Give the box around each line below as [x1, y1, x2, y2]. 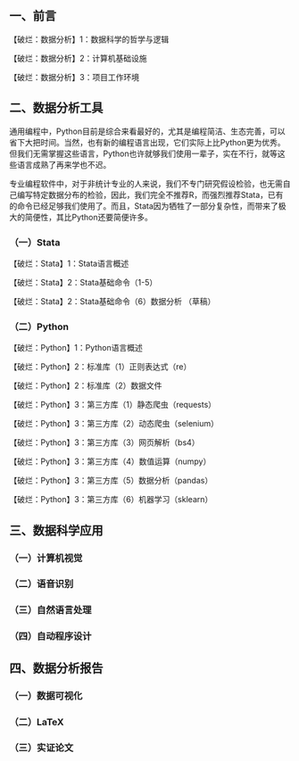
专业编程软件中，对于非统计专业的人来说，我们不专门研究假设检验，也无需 [9, 178, 283, 189]
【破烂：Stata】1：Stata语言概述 [9, 258, 129, 269]
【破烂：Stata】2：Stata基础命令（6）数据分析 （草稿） [9, 295, 216, 306]
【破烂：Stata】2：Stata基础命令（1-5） [9, 277, 158, 287]
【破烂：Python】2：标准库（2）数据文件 [9, 380, 162, 391]
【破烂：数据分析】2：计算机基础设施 [9, 53, 147, 63]
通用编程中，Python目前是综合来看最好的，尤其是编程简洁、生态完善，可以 [9, 126, 286, 136]
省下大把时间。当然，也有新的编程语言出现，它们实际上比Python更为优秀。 [9, 136, 286, 147]
